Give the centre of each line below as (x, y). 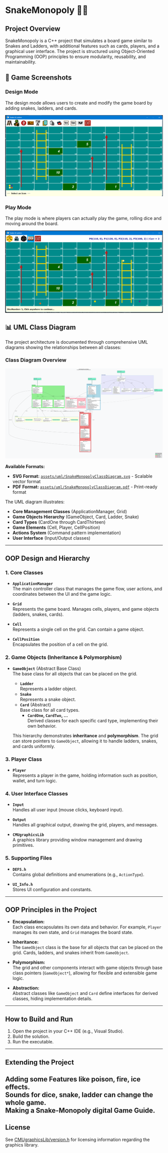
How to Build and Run (39, 1019)
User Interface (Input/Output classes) (51, 538)
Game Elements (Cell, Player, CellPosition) (56, 527)
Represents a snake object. (48, 699)
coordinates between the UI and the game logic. (62, 594)
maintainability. (21, 62)
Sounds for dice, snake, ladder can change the (79, 1095)
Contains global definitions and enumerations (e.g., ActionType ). (78, 874)
